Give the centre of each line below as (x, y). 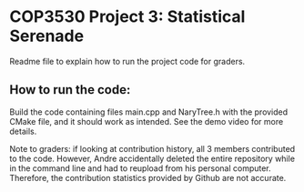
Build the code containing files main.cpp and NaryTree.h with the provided (149, 112)
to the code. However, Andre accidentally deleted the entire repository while (152, 158)
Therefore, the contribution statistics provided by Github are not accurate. (148, 177)
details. (23, 131)
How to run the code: (70, 90)
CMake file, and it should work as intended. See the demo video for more (147, 121)
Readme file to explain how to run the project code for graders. (127, 61)
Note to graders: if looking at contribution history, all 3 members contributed (152, 148)
